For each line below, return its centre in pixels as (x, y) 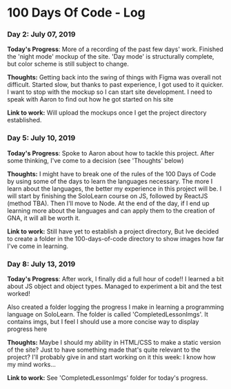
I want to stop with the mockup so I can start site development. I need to (110, 92)
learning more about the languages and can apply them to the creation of (111, 210)
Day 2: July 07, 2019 (41, 35)
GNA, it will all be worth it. (44, 218)
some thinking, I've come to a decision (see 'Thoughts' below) (96, 160)
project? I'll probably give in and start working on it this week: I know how (111, 357)
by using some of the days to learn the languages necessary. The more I (110, 181)
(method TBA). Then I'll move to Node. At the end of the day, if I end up (108, 203)
